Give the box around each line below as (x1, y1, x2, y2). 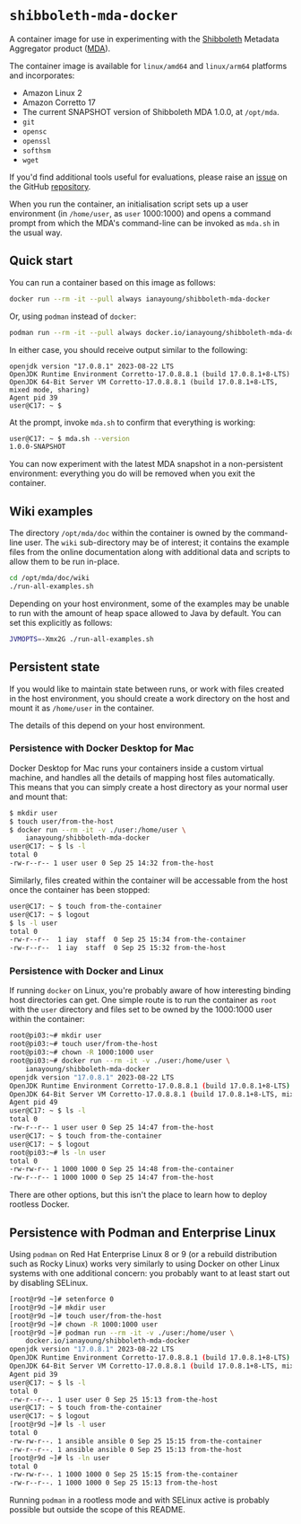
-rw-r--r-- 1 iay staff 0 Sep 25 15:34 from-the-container (9, 935, 246, 945)
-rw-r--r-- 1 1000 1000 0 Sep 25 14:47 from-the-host (9, 1173, 215, 1183)
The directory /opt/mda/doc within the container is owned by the (9, 528, 246, 539)
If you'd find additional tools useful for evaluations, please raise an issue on (9, 172, 288, 182)
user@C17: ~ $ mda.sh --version (9, 434, 130, 443)
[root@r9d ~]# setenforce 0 (9, 1295, 115, 1304)
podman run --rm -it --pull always (9, 328, 142, 337)
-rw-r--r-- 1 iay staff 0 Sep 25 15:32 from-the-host (9, 944, 227, 953)
